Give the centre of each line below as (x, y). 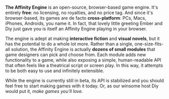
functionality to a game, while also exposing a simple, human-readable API (83, 60)
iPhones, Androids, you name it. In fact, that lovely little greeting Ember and (84, 23)
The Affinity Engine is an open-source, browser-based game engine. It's (82, 7)
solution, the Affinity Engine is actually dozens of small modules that (83, 49)
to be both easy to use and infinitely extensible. (55, 71)
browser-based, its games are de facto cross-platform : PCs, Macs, (76, 18)
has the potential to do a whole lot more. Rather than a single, (69, 44)
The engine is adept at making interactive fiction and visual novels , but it (82, 38)
